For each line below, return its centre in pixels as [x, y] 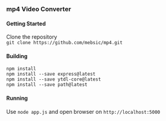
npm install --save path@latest [47, 85]
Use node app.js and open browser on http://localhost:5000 [83, 111]
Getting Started [26, 24]
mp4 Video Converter [39, 9]
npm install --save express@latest [51, 74]
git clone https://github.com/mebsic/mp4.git [64, 43]
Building [17, 56]
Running [17, 98]
